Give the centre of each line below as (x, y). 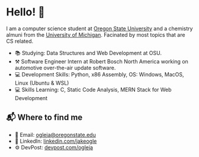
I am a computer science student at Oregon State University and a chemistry (99, 28)
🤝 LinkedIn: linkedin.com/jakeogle (56, 141)
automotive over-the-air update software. (65, 68)
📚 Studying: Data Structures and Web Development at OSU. (88, 53)
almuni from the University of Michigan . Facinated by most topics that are (96, 34)
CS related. (20, 41)
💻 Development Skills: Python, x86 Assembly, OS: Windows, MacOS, (99, 74)
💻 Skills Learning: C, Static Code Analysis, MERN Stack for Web (93, 89)
